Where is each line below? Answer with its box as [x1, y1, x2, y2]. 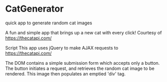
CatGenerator [5, 3, 64, 15]
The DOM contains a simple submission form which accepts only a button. [5, 60, 160, 66]
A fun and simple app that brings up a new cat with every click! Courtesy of [5, 29, 162, 35]
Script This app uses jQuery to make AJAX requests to [5, 45, 119, 51]
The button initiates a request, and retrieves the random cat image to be [5, 65, 155, 71]
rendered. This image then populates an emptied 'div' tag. [5, 70, 126, 76]
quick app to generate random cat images [5, 20, 92, 26]
